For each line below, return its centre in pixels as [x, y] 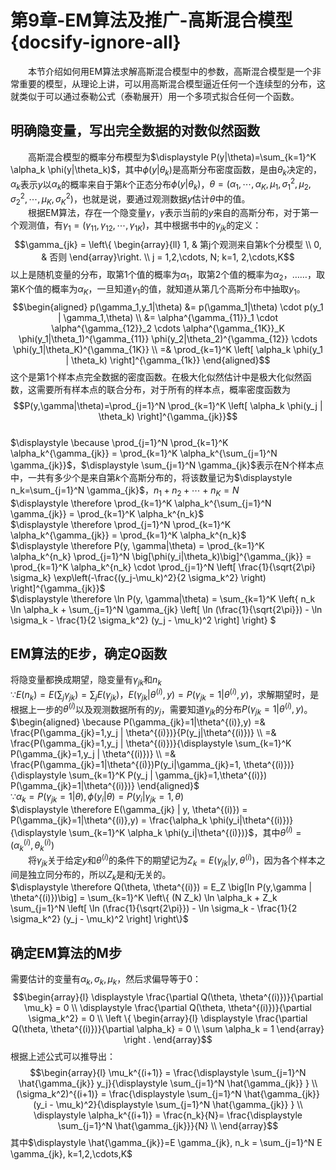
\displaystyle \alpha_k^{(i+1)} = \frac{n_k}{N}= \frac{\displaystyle [168, 1115]
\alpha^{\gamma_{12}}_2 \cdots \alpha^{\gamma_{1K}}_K [168, 328]
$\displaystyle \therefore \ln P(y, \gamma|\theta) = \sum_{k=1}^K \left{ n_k [163, 598]
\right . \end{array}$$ [168, 1039]
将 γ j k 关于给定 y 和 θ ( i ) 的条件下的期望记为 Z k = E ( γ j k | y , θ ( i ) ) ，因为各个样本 [172, 860]
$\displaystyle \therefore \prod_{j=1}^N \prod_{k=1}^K [121, 524]
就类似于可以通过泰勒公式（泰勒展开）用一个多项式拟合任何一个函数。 [155, 96]
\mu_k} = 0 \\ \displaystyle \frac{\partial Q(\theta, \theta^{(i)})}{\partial [168, 1007]
